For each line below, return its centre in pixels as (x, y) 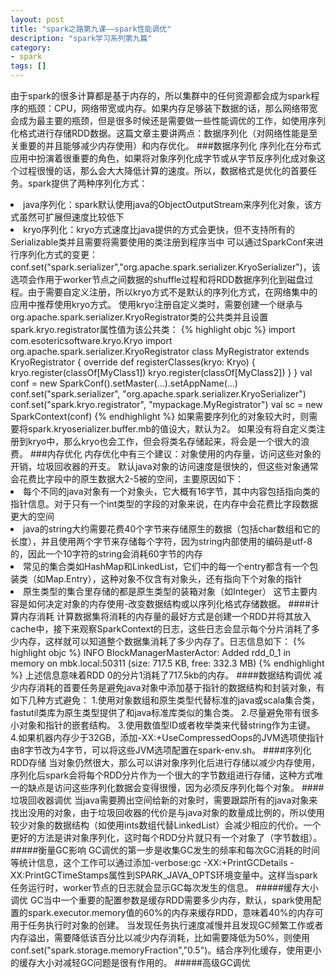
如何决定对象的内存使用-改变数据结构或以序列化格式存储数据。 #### (169, 604)
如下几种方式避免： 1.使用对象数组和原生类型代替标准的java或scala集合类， (165, 700)
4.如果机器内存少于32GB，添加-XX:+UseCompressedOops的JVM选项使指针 (167, 737)
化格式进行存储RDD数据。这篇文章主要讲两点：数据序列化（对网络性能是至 (164, 133)
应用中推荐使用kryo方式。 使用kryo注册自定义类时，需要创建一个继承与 (157, 304)
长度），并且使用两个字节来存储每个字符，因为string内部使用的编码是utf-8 (161, 541)
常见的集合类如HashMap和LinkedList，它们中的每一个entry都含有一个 (166, 566)
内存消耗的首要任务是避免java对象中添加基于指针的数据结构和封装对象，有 (171, 687)
